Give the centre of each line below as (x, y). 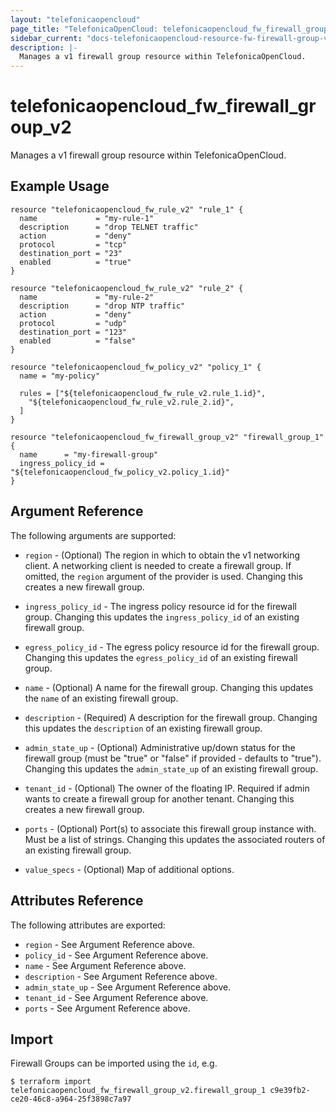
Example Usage (60, 186)
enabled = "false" (78, 341)
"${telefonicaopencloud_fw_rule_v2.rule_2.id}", (131, 402)
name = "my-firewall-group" (89, 454)
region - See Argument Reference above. (109, 944)
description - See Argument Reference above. (121, 976)
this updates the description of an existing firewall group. (143, 728)
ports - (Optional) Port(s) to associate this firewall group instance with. (170, 828)
